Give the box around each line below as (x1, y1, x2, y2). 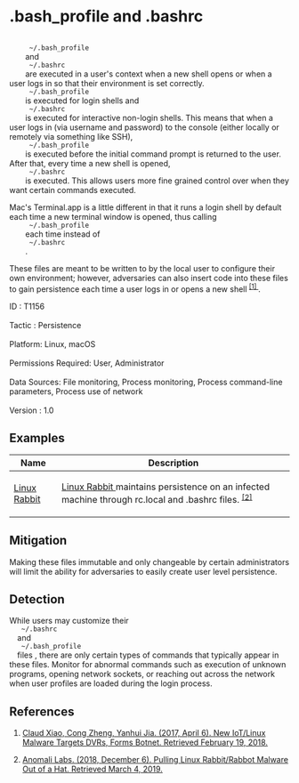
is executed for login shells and (25, 95, 140, 106)
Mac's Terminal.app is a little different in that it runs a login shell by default (9, 202, 282, 213)
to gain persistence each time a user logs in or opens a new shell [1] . (9, 282, 261, 295)
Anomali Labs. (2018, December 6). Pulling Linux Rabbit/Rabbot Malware (21, 755, 289, 765)
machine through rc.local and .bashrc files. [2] (61, 492, 253, 506)
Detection (9, 592, 65, 607)
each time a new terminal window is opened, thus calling (9, 211, 217, 222)
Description (148, 456, 199, 469)
